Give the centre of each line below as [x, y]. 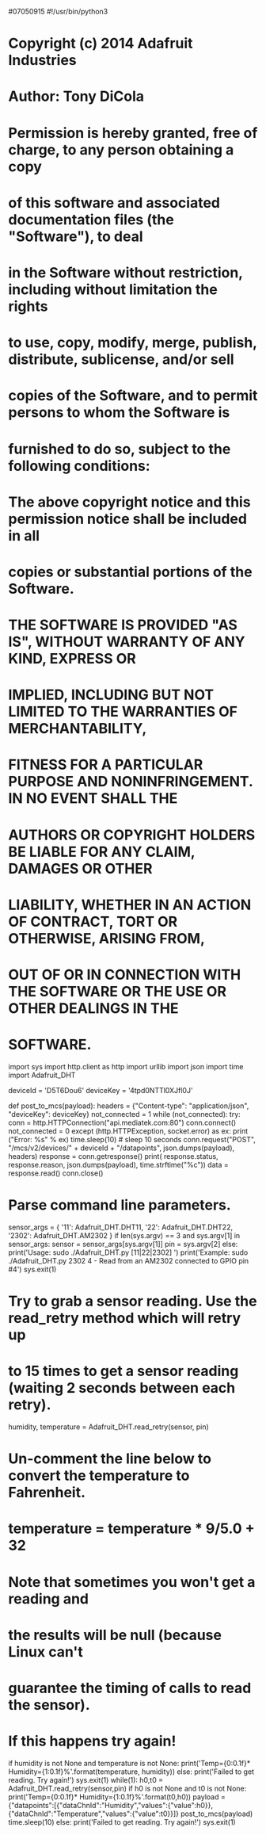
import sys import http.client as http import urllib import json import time [126, 1066]
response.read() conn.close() [56, 1173]
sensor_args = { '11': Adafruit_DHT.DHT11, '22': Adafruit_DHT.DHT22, [121, 1227]
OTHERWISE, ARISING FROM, [107, 938]
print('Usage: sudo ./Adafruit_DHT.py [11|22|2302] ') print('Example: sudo [128, 1252]
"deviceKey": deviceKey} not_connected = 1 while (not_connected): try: [125, 1114]
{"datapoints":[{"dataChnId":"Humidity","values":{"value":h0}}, [111, 1805]
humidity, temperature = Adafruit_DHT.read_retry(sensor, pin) [109, 1427]
